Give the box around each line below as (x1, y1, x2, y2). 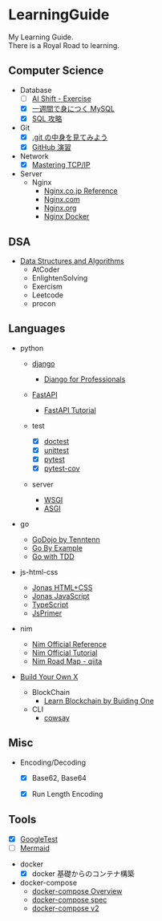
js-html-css (19, 568, 59, 576)
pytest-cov (43, 463, 80, 473)
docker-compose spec (31, 895, 107, 904)
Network (19, 151, 50, 161)
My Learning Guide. (8, 32, 74, 42)
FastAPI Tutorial (43, 405, 96, 414)
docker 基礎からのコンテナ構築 (31, 868, 135, 879)
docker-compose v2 (31, 903, 99, 913)
